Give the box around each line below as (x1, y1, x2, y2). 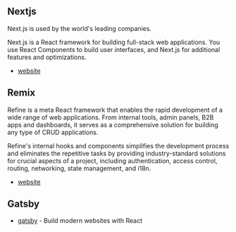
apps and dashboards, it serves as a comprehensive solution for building (7, 120, 218, 129)
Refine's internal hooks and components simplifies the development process (7, 141, 230, 150)
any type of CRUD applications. (7, 128, 99, 136)
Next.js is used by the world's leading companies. (7, 24, 152, 32)
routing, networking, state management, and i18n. (7, 164, 151, 172)
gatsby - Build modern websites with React (17, 217, 143, 225)
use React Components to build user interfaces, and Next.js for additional (7, 45, 221, 53)
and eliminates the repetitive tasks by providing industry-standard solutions (7, 149, 226, 157)
